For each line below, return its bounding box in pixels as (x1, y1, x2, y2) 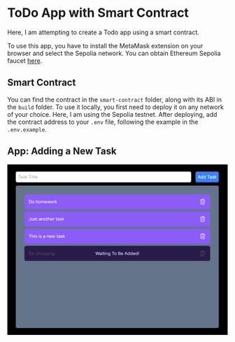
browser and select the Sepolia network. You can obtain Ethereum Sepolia (7, 49, 222, 57)
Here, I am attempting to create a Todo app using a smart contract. (7, 28, 199, 36)
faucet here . (7, 56, 43, 64)
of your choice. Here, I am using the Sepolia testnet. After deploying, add (7, 110, 218, 118)
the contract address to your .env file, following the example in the (7, 117, 199, 126)
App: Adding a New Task (7, 145, 117, 157)
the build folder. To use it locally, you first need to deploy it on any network (7, 103, 224, 111)
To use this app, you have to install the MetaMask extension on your (7, 41, 204, 50)
